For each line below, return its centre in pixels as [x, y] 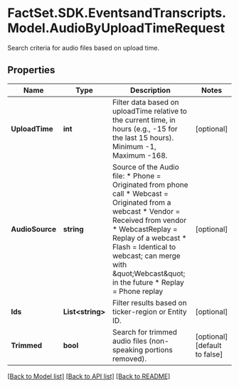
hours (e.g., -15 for [145, 129]
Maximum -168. [140, 156]
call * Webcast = [140, 193]
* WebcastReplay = [145, 229]
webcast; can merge [147, 256]
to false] [209, 354]
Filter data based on [146, 102]
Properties [31, 70]
